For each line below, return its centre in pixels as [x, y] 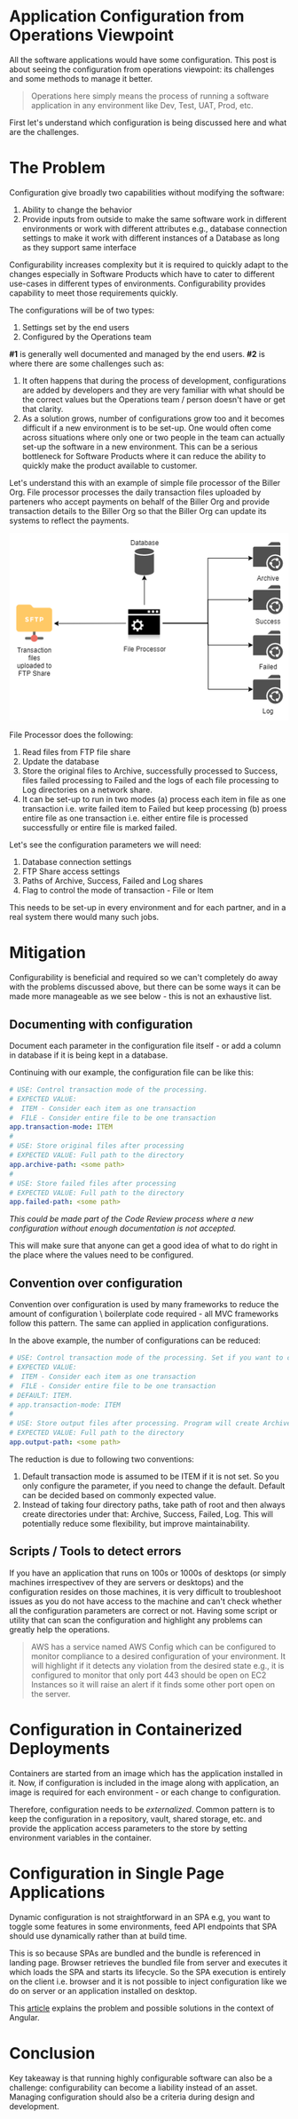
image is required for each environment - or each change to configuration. [145, 1792]
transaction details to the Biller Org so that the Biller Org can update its [138, 511]
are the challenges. [44, 131]
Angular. [24, 2017]
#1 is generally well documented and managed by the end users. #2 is [137, 353]
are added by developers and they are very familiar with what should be [153, 390]
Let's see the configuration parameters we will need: [106, 845]
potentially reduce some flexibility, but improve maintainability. [136, 1523]
